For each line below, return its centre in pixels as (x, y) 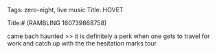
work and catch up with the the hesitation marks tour (82, 43)
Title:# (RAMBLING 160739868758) (57, 23)
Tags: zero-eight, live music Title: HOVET (65, 10)
